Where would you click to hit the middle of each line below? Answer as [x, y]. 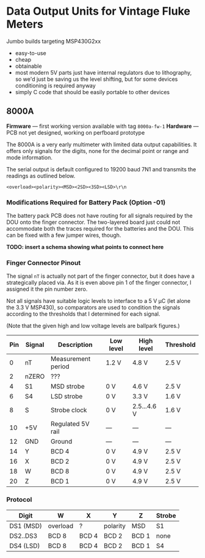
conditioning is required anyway [55, 85]
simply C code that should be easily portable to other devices [92, 92]
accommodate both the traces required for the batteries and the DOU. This [100, 229]
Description [75, 345]
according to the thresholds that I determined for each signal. [83, 314]
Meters [25, 24]
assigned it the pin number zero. [47, 289]
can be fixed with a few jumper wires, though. [64, 235]
